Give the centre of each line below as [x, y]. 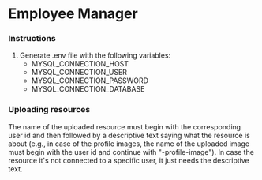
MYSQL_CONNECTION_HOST [80, 64]
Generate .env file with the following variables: [95, 55]
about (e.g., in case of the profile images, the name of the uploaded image [129, 144]
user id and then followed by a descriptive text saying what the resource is [129, 135]
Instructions [32, 39]
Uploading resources [49, 110]
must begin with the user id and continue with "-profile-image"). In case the [131, 152]
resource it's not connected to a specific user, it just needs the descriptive [129, 160]
